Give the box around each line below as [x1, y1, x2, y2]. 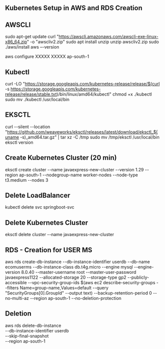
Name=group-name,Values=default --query [19, 285, 109, 291]
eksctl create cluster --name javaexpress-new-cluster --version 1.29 [5, 166, 144, 172]
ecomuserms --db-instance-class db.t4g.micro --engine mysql [5, 264, 133, 270]
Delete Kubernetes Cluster [5, 218, 88, 227]
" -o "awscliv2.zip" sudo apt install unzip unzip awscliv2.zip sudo [27, 39, 159, 45]
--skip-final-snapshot [5, 333, 49, 339]
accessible [5, 280, 27, 286]
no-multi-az [5, 295, 29, 301]
